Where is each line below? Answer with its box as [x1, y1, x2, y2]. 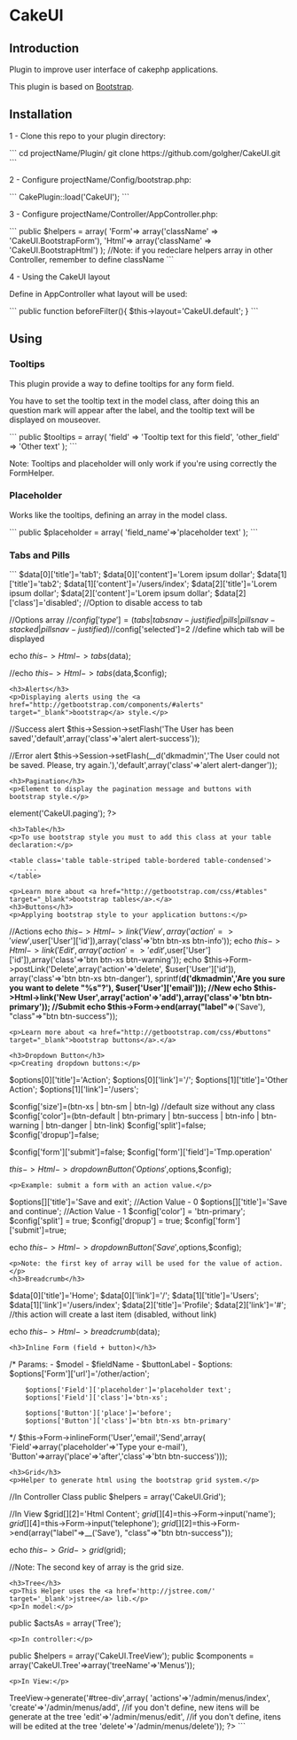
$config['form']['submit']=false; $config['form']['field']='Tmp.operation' [9, 1147, 272, 1157]
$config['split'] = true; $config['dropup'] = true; [9, 1216, 184, 1227]
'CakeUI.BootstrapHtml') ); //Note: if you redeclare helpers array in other [9, 245, 273, 255]
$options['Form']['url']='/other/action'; [9, 1368, 150, 1379]
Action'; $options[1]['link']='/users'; [9, 1084, 139, 1095]
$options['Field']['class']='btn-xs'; [25, 1393, 168, 1402]
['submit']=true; [9, 1225, 66, 1235]
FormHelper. [9, 467, 55, 478]
